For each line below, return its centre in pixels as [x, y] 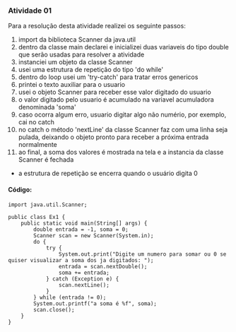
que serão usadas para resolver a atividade [81, 54]
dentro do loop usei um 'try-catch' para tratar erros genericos [108, 77]
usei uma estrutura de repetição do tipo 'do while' [91, 70]
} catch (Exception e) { [82, 279]
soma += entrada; [84, 273]
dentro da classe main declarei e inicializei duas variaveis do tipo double [123, 47]
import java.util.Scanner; [48, 204]
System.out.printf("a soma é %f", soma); [95, 303]
